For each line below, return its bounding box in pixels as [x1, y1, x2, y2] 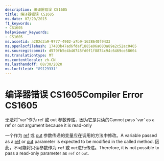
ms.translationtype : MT [5, 53, 54, 58]
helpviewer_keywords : [5, 30, 49, 35]
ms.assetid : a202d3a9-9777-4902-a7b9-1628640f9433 [5, 39, 111, 44]
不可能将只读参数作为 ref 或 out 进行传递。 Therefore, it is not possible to [13, 144, 160, 150]
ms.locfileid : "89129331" [5, 67, 58, 72]
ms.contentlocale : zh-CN [5, 57, 56, 62]
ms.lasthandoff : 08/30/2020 [5, 62, 63, 67]
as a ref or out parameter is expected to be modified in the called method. [5, 138, 154, 144]
